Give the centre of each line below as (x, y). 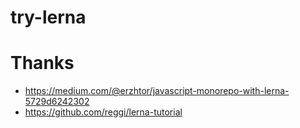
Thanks (42, 63)
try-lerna (48, 17)
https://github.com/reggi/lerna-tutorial (103, 112)
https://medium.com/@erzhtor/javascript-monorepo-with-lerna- (157, 91)
